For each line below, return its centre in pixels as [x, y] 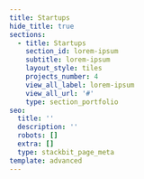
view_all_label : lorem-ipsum [80, 85]
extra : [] [36, 144]
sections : [28, 34]
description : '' [48, 127]
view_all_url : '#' [60, 93]
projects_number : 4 [62, 77]
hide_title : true [42, 26]
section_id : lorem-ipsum [72, 52]
